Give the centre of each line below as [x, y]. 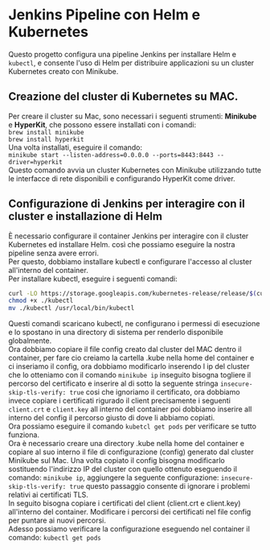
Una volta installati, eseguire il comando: [76, 147]
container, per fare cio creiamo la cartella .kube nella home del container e [131, 358]
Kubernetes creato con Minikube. [63, 71]
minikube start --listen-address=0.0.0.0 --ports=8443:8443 [111, 155]
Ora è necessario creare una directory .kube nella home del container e [127, 444]
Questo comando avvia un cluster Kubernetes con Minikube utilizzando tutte [135, 170]
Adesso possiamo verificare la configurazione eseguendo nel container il [129, 529]
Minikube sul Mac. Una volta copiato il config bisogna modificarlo [117, 461]
